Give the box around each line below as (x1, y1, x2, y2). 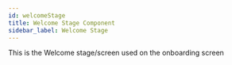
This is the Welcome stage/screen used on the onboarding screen (8, 48, 225, 58)
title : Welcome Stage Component (8, 19, 115, 27)
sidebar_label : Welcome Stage (8, 26, 109, 34)
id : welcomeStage (8, 11, 66, 20)
